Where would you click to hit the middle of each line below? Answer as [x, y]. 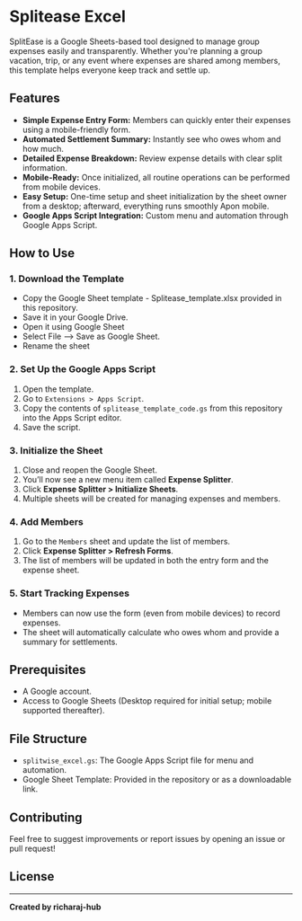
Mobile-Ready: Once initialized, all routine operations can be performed [156, 177]
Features [35, 98]
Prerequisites [48, 670]
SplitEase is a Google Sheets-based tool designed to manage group [135, 41]
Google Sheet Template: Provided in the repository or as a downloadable [157, 780]
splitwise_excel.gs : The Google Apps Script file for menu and [138, 760]
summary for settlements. [70, 642]
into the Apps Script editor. [72, 417]
